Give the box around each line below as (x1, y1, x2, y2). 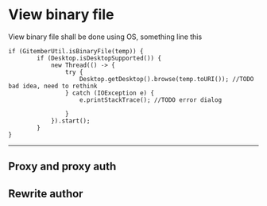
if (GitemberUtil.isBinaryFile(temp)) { (8, 47, 145, 55)
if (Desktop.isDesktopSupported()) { (37, 54, 161, 62)
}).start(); (50, 117, 91, 125)
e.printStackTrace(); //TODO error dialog (79, 95, 222, 104)
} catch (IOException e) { (64, 89, 155, 97)
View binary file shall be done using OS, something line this (8, 32, 203, 41)
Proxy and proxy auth (8, 160, 117, 173)
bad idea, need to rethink (8, 82, 98, 90)
